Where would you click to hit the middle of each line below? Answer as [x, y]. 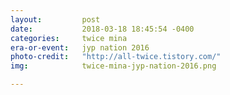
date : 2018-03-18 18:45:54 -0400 [102, 29]
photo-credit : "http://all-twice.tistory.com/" [116, 57]
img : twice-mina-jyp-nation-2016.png [113, 66]
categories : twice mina [69, 38]
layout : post [55, 19]
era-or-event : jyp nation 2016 [80, 47]
